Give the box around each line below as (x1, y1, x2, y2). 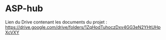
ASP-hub (5, 3, 43, 14)
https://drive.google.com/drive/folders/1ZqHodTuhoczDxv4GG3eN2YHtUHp (5, 24, 161, 30)
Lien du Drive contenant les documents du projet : (5, 19, 108, 25)
